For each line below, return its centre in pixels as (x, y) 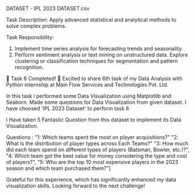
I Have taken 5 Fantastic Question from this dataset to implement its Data (94, 120)
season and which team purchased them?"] (58, 168)
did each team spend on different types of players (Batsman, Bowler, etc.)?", (98, 149)
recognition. (29, 67)
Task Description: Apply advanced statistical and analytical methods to (91, 20)
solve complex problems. (36, 26)
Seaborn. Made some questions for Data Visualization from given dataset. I (96, 102)
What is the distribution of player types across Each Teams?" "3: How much (97, 143)
